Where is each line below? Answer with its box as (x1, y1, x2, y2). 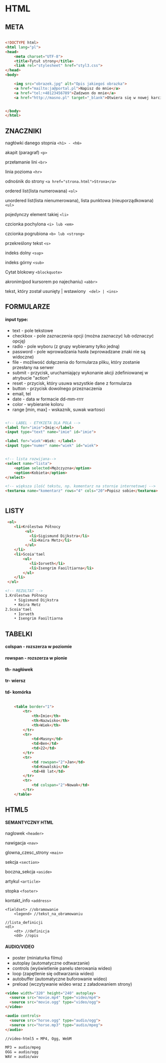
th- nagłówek (5, 666, 33, 672)
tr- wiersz (5, 677, 26, 684)
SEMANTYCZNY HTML (5, 819, 53, 825)
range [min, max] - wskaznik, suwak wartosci (12, 406, 105, 412)
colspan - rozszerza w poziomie (5, 644, 72, 650)
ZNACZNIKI (5, 127, 42, 135)
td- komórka (5, 689, 31, 695)
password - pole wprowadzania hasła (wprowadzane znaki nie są (12, 348, 146, 354)
